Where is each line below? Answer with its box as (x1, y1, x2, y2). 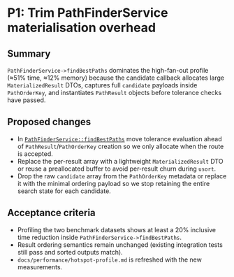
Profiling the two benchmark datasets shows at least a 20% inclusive (17, 225, 217, 234)
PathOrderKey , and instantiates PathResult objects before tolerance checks (7, 89, 222, 97)
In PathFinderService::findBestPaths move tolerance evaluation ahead (17, 134, 222, 143)
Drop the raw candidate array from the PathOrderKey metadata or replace (17, 171, 227, 180)
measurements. (17, 262, 63, 271)
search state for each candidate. (17, 187, 112, 195)
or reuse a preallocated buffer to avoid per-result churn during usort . (17, 164, 217, 173)
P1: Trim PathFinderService (7, 5, 168, 21)
